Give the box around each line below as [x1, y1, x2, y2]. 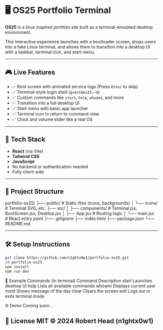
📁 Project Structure [5, 187, 64, 196]
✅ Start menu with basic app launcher [12, 105, 88, 111]
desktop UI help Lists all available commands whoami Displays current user [5, 283, 156, 289]
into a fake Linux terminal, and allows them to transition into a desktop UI [5, 44, 150, 49]
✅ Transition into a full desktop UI [12, 100, 80, 106]
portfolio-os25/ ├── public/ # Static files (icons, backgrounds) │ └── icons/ [5, 200, 158, 206]
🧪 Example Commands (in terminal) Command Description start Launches [5, 278, 153, 283]
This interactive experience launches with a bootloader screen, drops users [5, 38, 156, 45]
